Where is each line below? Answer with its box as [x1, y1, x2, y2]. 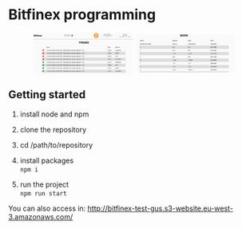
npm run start [19, 189, 67, 197]
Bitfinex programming [8, 6, 157, 24]
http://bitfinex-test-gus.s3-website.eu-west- [87, 203, 234, 213]
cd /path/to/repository [19, 140, 93, 149]
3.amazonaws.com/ [8, 211, 73, 221]
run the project [19, 180, 69, 189]
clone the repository [19, 124, 87, 134]
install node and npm [19, 109, 89, 119]
